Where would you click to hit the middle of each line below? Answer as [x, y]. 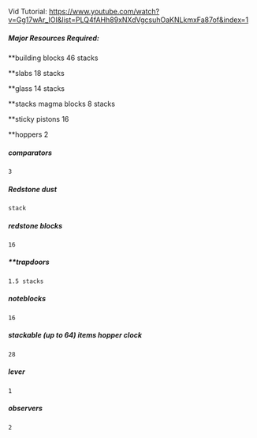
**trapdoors [29, 262]
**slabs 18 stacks [36, 73]
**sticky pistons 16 [39, 119]
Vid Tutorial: [28, 11]
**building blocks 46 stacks [53, 58]
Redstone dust [33, 189]
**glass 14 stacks [37, 88]
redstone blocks [35, 225]
